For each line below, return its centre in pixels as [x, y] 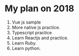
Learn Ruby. [24, 43]
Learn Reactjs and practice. [40, 38]
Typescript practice [32, 32]
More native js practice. [36, 27]
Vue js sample [26, 22]
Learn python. [26, 48]
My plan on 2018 [39, 9]
